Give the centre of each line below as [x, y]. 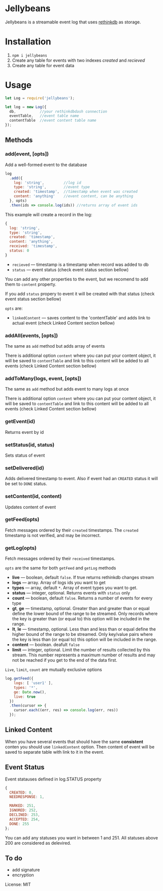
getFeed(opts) [22, 520]
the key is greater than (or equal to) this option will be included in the [81, 619]
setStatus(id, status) [30, 445]
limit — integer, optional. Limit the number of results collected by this [81, 650]
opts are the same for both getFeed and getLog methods [61, 568]
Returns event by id [24, 432]
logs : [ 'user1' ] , [33, 683]
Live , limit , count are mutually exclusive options [54, 669]
